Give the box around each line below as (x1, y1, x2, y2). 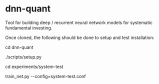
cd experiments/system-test (5, 63, 63, 69)
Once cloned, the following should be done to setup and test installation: (5, 34, 154, 40)
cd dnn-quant (5, 44, 33, 50)
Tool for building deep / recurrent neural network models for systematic (5, 19, 153, 25)
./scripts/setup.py (5, 53, 41, 60)
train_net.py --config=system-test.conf (5, 73, 86, 79)
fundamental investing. (5, 24, 52, 30)
